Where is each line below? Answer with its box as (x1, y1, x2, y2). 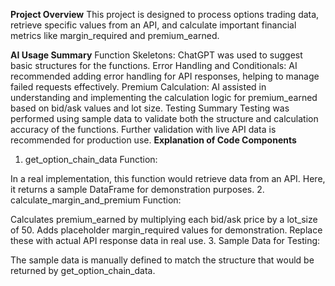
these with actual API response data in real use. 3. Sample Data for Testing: (10, 235, 321, 246)
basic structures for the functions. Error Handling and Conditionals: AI (10, 60, 298, 71)
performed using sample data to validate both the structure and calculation (10, 113, 319, 124)
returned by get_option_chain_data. (10, 265, 156, 276)
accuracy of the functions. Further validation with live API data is (10, 124, 277, 135)
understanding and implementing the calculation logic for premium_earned (10, 92, 318, 103)
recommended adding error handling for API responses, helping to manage (10, 70, 320, 82)
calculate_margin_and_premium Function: (10, 194, 182, 206)
